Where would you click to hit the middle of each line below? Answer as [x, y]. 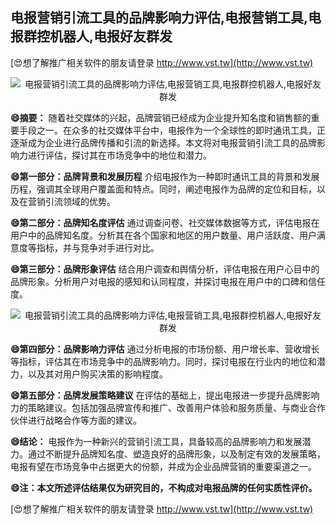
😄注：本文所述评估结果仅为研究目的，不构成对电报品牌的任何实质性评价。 [164, 487]
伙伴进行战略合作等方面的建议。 [76, 420]
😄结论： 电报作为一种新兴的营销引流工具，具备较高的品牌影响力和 [147, 441]
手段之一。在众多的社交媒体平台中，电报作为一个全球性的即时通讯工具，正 [172, 130]
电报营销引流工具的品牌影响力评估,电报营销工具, [159, 18]
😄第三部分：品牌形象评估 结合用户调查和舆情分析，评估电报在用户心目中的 [165, 269]
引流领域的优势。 [80, 201]
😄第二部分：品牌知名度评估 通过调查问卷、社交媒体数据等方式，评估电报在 [165, 222]
